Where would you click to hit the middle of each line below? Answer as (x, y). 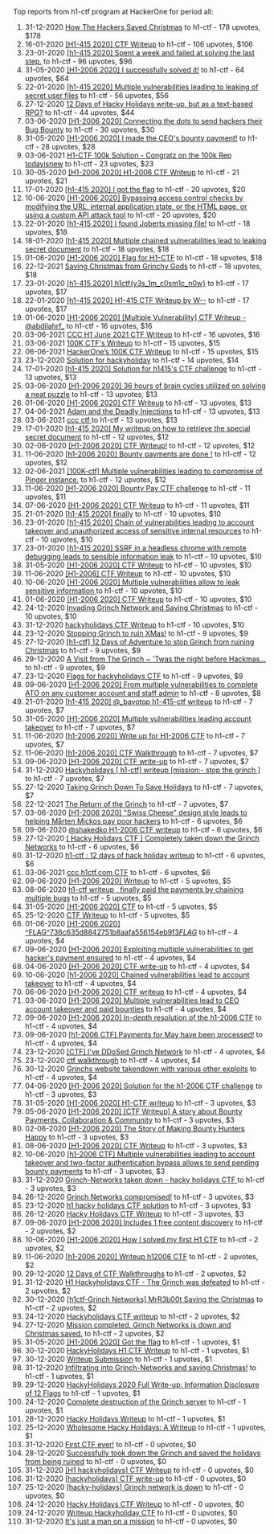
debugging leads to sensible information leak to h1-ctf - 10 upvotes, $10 (143, 556)
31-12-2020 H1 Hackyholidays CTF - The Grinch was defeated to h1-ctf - (145, 1282)
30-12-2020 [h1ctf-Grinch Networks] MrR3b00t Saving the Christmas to (144, 1299)
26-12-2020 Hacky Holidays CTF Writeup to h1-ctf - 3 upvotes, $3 (134, 1214)
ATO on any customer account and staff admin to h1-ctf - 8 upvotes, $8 (143, 693)
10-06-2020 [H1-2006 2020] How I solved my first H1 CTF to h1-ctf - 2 (141, 1239)
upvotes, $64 (47, 78)
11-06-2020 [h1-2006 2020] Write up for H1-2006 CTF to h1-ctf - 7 (135, 736)
